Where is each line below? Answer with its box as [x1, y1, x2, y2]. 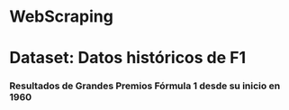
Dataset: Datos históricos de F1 [9, 48, 247, 69]
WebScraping [9, 6, 114, 27]
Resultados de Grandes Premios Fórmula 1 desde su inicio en [9, 79, 281, 92]
